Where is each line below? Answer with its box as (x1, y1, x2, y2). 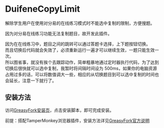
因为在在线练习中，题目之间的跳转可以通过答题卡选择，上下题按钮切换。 (5, 41, 150, 47)
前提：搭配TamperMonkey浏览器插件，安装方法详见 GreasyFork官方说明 (5, 117, 150, 123)
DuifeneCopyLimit (5, 3, 81, 15)
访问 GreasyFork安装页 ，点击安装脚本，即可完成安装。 (5, 107, 114, 113)
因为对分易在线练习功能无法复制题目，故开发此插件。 (5, 30, 112, 36)
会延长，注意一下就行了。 (5, 77, 57, 84)
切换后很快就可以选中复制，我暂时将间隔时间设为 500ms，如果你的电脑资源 (5, 65, 157, 71)
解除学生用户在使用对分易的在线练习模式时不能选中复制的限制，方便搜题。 (5, 20, 155, 26)
